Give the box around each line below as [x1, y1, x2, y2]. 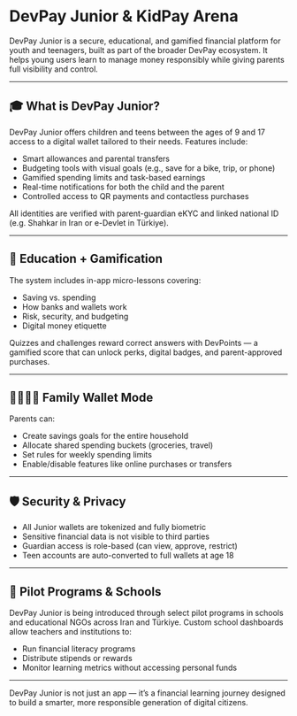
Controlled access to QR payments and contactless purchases [21, 190, 249, 201]
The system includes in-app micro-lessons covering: [9, 274, 202, 285]
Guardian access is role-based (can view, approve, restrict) [21, 541, 239, 551]
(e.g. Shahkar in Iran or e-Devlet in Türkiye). [9, 217, 170, 227]
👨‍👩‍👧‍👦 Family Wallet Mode [9, 389, 154, 404]
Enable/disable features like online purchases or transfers [21, 458, 232, 470]
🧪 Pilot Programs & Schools [9, 584, 162, 599]
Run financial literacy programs [21, 643, 136, 654]
